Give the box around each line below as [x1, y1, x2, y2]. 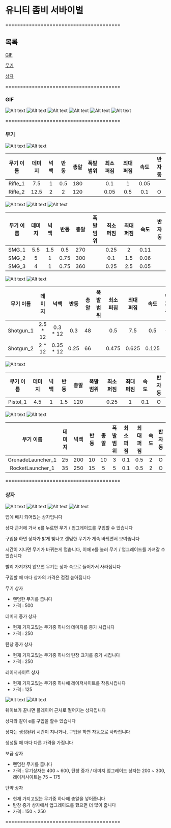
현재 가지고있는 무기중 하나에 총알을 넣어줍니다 [12, 795, 105, 802]
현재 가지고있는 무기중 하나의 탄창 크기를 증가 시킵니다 [12, 652, 121, 658]
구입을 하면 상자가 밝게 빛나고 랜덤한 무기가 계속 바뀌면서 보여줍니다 [5, 535, 140, 541]
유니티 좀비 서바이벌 [5, 5, 84, 16]
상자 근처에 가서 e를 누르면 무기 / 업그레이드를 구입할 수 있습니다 [5, 525, 133, 531]
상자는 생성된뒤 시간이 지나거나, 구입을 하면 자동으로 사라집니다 [5, 729, 131, 735]
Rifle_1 [8, 180, 25, 187]
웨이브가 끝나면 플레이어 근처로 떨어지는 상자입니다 [5, 707, 106, 713]
